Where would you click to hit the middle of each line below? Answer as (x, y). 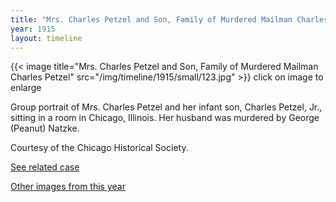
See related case (45, 167)
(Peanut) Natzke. (45, 128)
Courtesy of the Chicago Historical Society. (99, 148)
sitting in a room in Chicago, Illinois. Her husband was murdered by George (165, 118)
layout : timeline (46, 38)
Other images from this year (68, 187)
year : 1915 (33, 29)
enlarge (26, 88)
